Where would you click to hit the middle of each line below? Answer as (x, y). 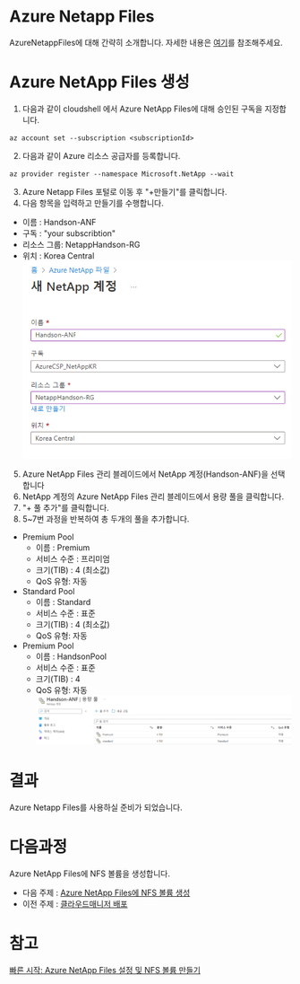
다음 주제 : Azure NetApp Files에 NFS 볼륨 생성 (106, 893)
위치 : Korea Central (58, 255)
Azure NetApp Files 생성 (99, 82)
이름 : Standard (63, 602)
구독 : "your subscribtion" (69, 233)
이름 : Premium (63, 547)
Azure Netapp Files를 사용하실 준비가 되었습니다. (96, 808)
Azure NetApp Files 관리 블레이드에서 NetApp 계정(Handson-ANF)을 (145, 474)
